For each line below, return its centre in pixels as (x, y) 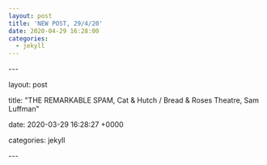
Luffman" (24, 109)
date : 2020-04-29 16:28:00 (54, 31)
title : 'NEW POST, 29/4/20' (56, 23)
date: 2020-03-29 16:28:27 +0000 (66, 125)
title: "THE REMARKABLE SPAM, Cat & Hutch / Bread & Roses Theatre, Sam (133, 100)
